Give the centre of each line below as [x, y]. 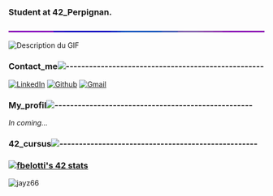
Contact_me [33, 66]
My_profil [28, 105]
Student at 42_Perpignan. [60, 12]
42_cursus [30, 143]
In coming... [28, 122]
